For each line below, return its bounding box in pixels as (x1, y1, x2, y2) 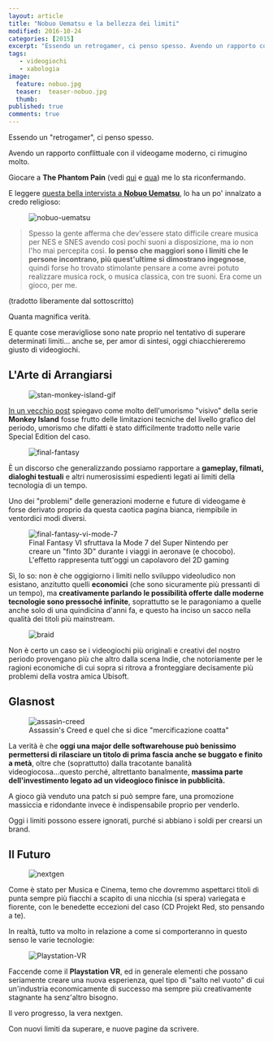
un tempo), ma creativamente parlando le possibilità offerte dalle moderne (8, 588, 264, 597)
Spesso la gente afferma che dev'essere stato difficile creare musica (28, 228, 258, 238)
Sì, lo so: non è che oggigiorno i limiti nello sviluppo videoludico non (8, 571, 236, 580)
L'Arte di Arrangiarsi (8, 368, 113, 382)
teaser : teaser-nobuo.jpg (15, 87, 107, 96)
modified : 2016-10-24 (8, 27, 82, 35)
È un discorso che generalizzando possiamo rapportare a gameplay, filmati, (8, 462, 264, 472)
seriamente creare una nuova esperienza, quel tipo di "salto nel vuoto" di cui (8, 975, 265, 985)
